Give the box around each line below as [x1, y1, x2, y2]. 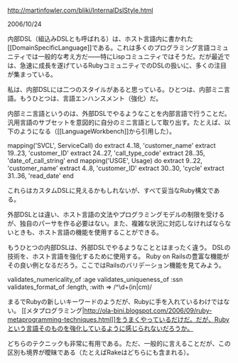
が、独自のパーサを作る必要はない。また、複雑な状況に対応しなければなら [7, 219, 225, 227]
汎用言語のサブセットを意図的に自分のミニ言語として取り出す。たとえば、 [7, 118, 225, 127]
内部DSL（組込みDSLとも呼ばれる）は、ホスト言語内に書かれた [7, 35, 194, 43]
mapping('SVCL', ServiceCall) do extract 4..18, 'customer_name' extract [7, 142, 216, 149]
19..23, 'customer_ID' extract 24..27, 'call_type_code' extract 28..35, [7, 149, 205, 157]
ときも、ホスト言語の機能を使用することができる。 [13, 228, 163, 236]
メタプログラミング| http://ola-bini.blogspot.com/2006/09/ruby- [26, 306, 212, 315]
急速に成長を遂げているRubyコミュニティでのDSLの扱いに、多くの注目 [19, 61, 227, 70]
